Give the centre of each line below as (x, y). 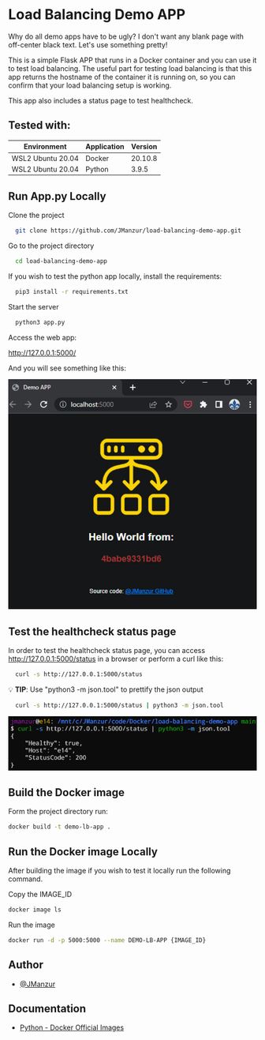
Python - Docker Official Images (72, 1027)
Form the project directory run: (58, 812)
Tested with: (39, 125)
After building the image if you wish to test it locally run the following (119, 871)
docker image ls (35, 910)
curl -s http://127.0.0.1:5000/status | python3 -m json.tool (119, 705)
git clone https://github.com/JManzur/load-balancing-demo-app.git (129, 231)
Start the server (34, 306)
